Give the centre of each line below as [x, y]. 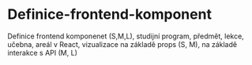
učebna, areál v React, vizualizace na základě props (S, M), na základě [122, 44]
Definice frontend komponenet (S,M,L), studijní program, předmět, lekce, [126, 36]
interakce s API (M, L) [43, 52]
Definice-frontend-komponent [110, 14]
